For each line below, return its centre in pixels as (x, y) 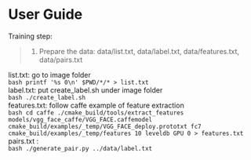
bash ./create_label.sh (47, 97)
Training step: (30, 36)
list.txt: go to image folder (50, 75)
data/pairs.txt (61, 60)
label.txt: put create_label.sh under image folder (85, 90)
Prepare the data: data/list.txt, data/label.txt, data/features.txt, (139, 51)
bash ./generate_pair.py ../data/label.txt (80, 148)
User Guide (45, 15)
